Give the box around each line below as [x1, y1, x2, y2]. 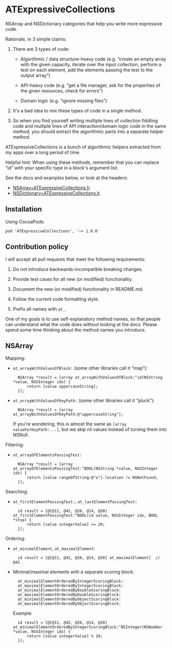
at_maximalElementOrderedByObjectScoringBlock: [17, 601, 122, 606]
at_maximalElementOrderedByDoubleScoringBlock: [17, 592, 122, 598]
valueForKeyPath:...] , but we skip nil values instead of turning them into [12, 426, 167, 432]
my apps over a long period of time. [5, 149, 81, 155]
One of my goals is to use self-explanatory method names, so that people [5, 316, 161, 322]
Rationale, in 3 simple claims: [5, 36, 67, 42]
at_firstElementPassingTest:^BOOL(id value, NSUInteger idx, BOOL [12, 513, 158, 518]
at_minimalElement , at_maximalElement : [12, 545, 95, 551]
